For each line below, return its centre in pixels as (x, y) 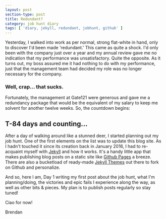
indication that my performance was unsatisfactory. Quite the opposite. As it (83, 58)
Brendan (14, 212)
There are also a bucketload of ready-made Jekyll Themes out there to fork (82, 162)
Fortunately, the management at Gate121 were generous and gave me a (78, 98)
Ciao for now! (19, 203)
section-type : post (25, 14)
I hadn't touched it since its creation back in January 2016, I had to (73, 146)
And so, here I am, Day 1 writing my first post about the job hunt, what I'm (80, 177)
